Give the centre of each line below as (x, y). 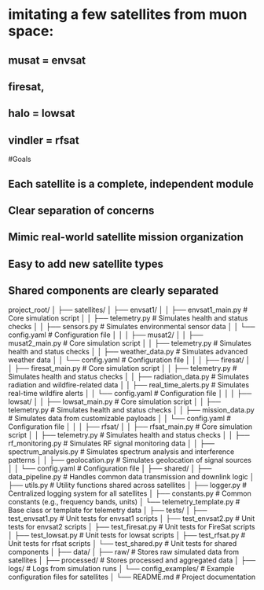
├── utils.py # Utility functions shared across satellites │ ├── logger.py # (128, 485)
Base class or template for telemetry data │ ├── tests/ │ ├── (108, 510)
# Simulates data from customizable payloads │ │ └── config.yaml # (120, 418)
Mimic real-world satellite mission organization (126, 237)
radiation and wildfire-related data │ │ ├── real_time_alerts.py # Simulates (129, 385)
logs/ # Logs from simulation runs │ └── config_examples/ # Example (121, 568)
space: (31, 31)
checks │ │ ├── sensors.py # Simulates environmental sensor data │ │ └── (132, 326)
